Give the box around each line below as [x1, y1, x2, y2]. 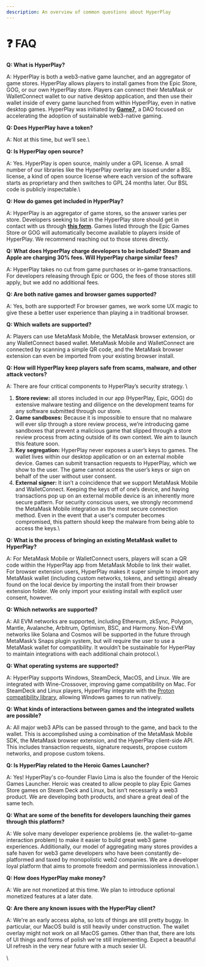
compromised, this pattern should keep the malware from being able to [15, 518, 195, 525]
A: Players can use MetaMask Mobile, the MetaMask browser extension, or [6, 332, 195, 340]
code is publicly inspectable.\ [6, 185, 81, 193]
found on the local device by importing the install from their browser [6, 580, 178, 588]
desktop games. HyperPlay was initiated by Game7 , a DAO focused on [6, 105, 184, 113]
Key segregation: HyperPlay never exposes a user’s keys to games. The [15, 446, 198, 453]
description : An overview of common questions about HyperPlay [6, 9, 171, 15]
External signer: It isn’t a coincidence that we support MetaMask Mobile [15, 479, 198, 486]
